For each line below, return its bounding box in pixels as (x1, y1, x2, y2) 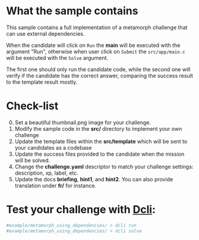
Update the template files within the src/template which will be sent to (14, 138, 188, 145)
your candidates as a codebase (14, 144, 92, 151)
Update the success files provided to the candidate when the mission (14, 150, 185, 157)
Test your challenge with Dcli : (6, 203, 156, 216)
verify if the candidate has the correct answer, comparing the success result (6, 72, 193, 79)
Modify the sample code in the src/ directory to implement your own (14, 125, 182, 132)
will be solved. (14, 156, 50, 164)
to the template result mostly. (6, 78, 78, 86)
